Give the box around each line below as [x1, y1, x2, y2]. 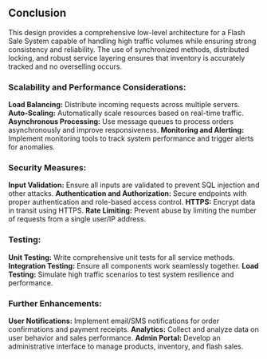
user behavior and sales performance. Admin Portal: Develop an [8, 333, 221, 342]
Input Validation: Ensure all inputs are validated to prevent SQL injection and [8, 180, 260, 190]
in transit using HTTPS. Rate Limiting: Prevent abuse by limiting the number [8, 205, 257, 215]
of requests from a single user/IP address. [8, 214, 146, 224]
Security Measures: [8, 162, 87, 174]
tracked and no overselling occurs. [8, 62, 123, 71]
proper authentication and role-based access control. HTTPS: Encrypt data [8, 197, 256, 207]
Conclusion [8, 6, 67, 20]
